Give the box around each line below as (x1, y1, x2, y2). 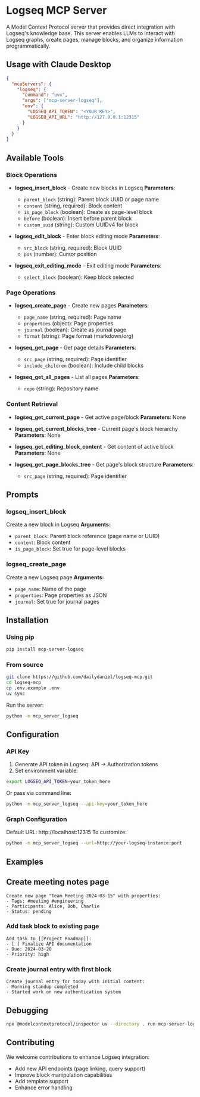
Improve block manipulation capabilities (14, 1071, 112, 1079)
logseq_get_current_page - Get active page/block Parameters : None (14, 414, 186, 421)
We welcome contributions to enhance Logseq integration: (6, 1053, 150, 1061)
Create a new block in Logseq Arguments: (6, 521, 111, 528)
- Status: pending (6, 908, 52, 915)
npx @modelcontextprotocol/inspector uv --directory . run (6, 1021, 156, 1027)
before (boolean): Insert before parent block (23, 215, 132, 222)
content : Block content (14, 539, 71, 546)
